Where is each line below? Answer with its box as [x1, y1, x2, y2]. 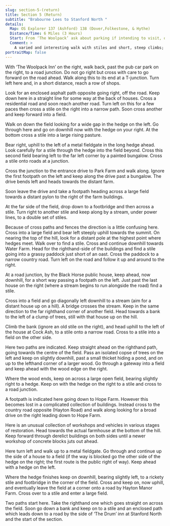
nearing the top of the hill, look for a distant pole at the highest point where [5, 235, 161, 241]
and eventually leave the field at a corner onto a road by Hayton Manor [5, 484, 153, 491]
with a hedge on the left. [5, 464, 56, 470]
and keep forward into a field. [5, 111, 67, 117]
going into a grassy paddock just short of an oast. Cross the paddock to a [5, 251, 159, 257]
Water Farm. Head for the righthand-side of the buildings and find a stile [5, 245, 156, 251]
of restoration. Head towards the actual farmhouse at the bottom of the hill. [5, 427, 162, 433]
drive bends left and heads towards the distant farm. [5, 178, 115, 184]
